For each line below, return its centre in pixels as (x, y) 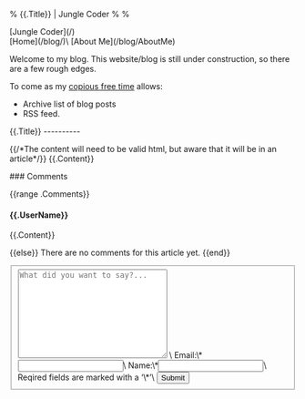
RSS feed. (41, 113)
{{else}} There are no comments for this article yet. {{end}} (120, 253)
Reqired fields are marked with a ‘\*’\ (86, 377)
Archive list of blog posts (69, 104)
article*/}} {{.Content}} (52, 159)
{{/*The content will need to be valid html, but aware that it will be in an (143, 149)
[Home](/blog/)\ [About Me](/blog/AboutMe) (92, 41)
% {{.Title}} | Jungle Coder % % (70, 14)
